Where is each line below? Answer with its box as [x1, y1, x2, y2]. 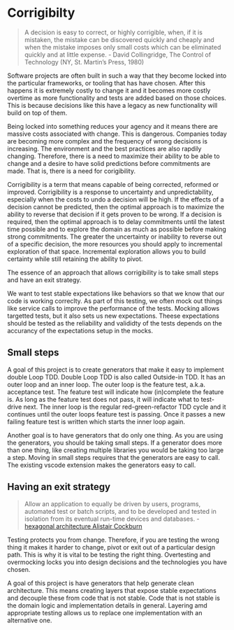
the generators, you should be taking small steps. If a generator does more [7, 438, 222, 447]
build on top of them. [7, 108, 68, 117]
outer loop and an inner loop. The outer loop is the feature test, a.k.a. [7, 380, 206, 388]
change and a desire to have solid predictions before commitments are [7, 159, 211, 167]
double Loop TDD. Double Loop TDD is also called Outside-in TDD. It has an [7, 372, 226, 381]
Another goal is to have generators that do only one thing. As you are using [7, 430, 224, 439]
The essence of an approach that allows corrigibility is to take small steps [7, 268, 219, 276]
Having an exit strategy [7, 481, 110, 493]
